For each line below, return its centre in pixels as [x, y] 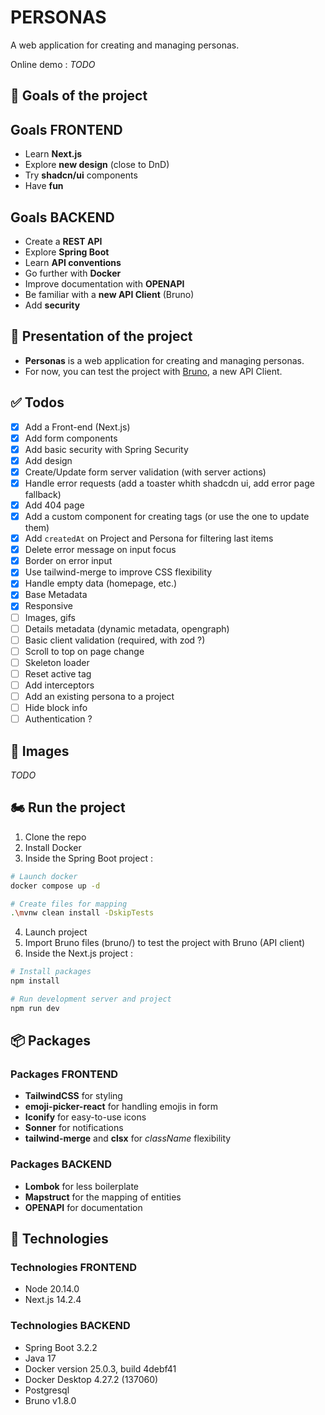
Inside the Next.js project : [78, 953]
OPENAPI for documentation [83, 1207]
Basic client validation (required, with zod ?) [115, 640]
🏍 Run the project [68, 807]
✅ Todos [37, 402]
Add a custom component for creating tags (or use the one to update [167, 517]
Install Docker [53, 847]
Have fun [44, 186]
